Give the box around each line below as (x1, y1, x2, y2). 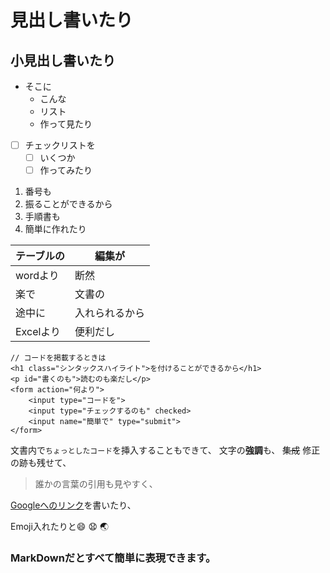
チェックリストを (24, 139, 96, 151)
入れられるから (74, 306, 146, 320)
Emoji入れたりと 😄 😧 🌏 (10, 521, 110, 533)
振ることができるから (24, 198, 113, 210)
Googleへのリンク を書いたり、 (10, 499, 137, 511)
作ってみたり (39, 164, 93, 176)
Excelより (15, 325, 62, 339)
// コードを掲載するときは (10, 353, 107, 363)
